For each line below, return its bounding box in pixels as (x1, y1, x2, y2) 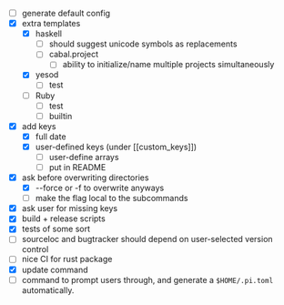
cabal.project (48, 49, 99, 60)
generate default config (21, 8, 111, 18)
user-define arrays (48, 151, 119, 162)
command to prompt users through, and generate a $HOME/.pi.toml (21, 274, 274, 285)
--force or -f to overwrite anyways (35, 182, 165, 194)
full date (35, 131, 66, 142)
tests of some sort (21, 223, 91, 235)
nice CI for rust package (21, 254, 113, 265)
